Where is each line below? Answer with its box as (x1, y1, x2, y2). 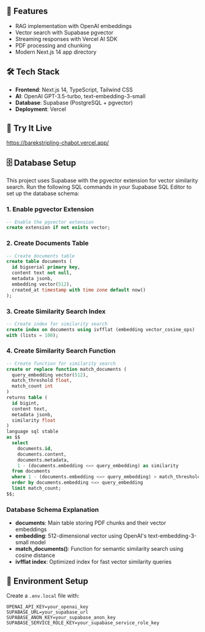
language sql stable (6, 428, 59, 435)
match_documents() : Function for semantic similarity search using (15, 545, 184, 553)
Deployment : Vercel (15, 105, 67, 113)
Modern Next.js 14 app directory (15, 48, 96, 56)
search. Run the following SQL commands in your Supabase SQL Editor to (6, 184, 192, 191)
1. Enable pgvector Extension (6, 205, 95, 214)
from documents (12, 468, 51, 475)
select (12, 440, 29, 446)
